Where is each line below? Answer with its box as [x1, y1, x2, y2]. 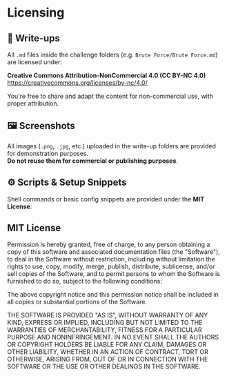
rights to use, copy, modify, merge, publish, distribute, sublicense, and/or [7, 262, 215, 270]
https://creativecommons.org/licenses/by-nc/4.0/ [7, 79, 148, 87]
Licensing [7, 5, 65, 21]
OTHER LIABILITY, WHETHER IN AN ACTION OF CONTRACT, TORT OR [7, 348, 208, 356]
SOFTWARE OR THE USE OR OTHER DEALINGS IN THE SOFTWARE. [7, 362, 201, 370]
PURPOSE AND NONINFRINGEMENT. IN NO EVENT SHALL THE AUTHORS [7, 333, 219, 342]
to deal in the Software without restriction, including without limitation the [7, 255, 215, 264]
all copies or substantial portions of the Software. [7, 298, 147, 306]
